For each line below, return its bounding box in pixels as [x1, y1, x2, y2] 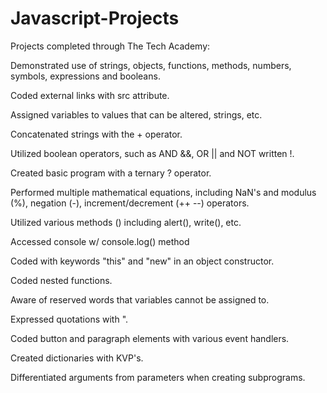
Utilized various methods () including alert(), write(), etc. [10, 216, 242, 228]
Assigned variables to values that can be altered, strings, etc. [10, 108, 263, 121]
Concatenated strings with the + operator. [10, 128, 183, 140]
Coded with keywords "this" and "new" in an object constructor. [10, 255, 275, 267]
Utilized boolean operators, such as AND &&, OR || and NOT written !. [10, 147, 295, 159]
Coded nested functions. [10, 274, 113, 286]
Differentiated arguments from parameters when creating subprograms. [10, 371, 306, 383]
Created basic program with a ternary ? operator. [10, 167, 212, 179]
